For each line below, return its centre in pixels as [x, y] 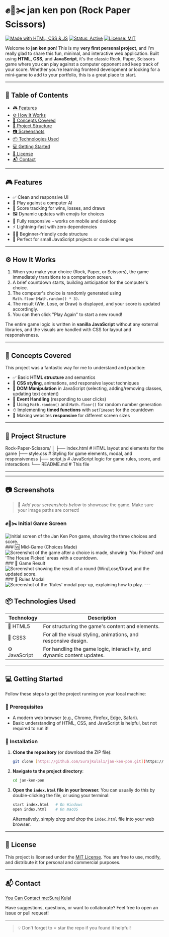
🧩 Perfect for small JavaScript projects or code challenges [73, 239]
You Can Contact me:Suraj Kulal [38, 898]
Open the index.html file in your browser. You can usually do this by [83, 790]
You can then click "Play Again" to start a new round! [67, 315]
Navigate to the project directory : [48, 771]
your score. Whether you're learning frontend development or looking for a [82, 69]
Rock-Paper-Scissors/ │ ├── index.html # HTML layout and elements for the [84, 448]
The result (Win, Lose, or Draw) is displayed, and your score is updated [86, 304]
